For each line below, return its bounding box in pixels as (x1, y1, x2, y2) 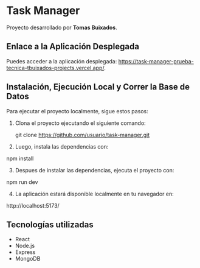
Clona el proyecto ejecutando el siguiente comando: (15, 119, 146, 127)
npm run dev (6, 178, 38, 186)
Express (15, 249, 36, 256)
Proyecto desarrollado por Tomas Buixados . (6, 24, 117, 31)
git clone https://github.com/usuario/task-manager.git (15, 131, 150, 138)
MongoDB (15, 255, 41, 263)
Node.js (15, 242, 35, 250)
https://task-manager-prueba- (118, 57, 195, 65)
